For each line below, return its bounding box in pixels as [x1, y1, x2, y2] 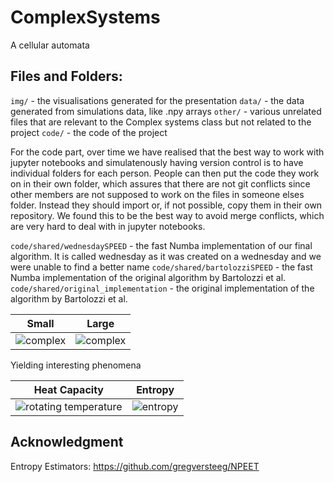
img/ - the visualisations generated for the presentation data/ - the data [10, 94, 305, 106]
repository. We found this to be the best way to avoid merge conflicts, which [10, 209, 325, 221]
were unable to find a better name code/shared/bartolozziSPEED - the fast [10, 261, 313, 273]
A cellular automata [10, 39, 90, 51]
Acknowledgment [10, 434, 124, 451]
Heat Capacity [33, 382, 104, 396]
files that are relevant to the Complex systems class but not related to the [10, 116, 312, 128]
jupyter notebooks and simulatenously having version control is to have [10, 156, 304, 168]
